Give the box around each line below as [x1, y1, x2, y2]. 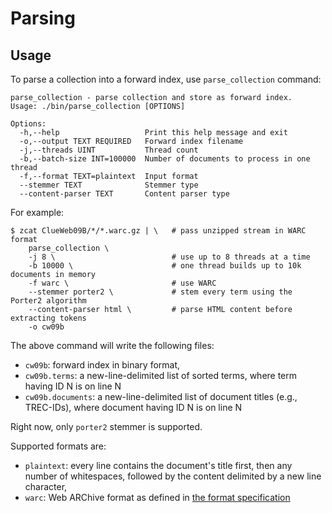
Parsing [10, 7, 76, 30]
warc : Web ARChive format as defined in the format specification [24, 492, 291, 503]
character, [24, 481, 68, 492]
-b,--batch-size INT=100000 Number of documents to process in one [19, 154, 311, 164]
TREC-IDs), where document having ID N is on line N [24, 402, 243, 413]
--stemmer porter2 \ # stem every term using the [28, 287, 293, 297]
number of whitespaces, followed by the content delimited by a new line [24, 470, 322, 482]
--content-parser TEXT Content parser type [19, 189, 230, 199]
